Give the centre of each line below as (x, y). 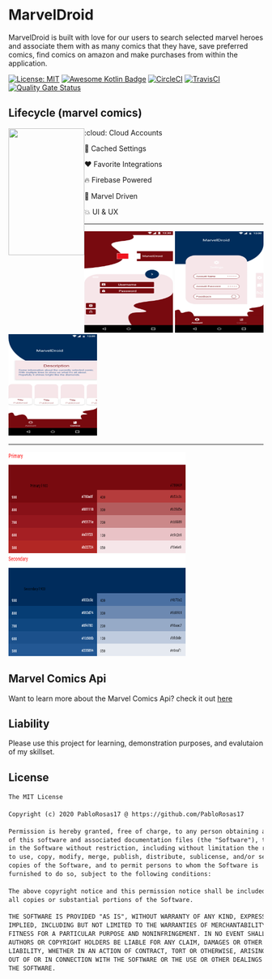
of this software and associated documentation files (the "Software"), (134, 840)
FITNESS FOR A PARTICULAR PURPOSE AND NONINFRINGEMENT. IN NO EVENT (126, 934)
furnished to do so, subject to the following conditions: (110, 874)
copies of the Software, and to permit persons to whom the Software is (134, 865)
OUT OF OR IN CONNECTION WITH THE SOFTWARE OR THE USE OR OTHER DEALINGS (136, 960)
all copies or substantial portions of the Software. (101, 900)
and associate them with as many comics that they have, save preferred (128, 45)
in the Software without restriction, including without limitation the (134, 848)
